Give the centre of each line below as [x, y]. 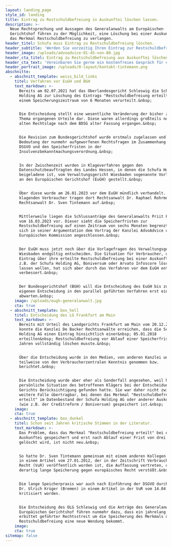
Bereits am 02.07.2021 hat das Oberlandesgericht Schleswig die [89, 91]
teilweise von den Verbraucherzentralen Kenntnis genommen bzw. [89, 362]
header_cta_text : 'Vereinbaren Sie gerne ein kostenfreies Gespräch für [84, 62]
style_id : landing [25, 15]
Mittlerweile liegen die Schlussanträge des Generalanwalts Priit [91, 216]
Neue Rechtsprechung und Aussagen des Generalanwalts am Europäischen [87, 29]
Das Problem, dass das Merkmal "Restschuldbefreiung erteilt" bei [91, 433]
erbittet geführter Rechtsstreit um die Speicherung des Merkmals [91, 517]
